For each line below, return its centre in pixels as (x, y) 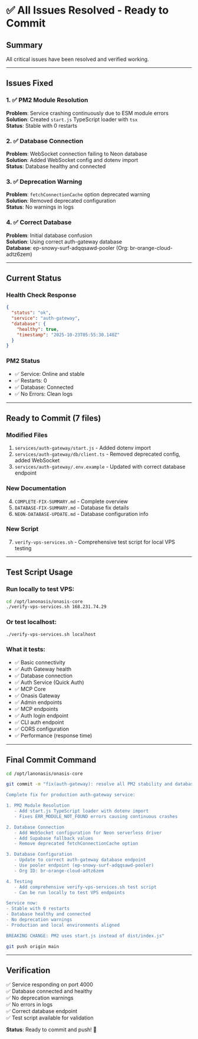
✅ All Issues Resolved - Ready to (88, 10)
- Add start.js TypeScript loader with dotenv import (81, 811)
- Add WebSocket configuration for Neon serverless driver (88, 833)
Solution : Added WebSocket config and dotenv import (72, 160)
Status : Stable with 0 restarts (42, 125)
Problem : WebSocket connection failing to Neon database (77, 154)
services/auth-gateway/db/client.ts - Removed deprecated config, (98, 454)
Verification (28, 970)
